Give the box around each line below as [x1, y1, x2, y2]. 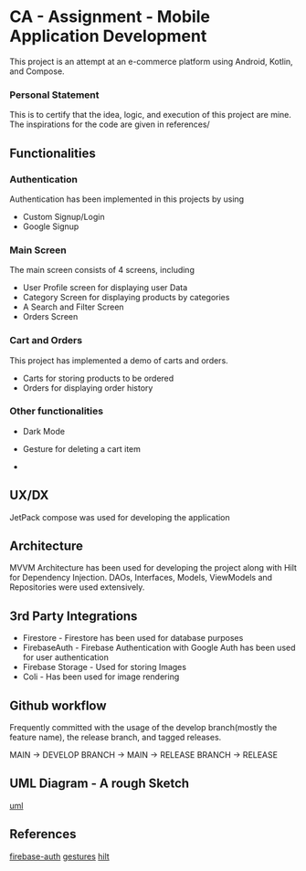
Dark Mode [22, 425, 66, 436]
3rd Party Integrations [9, 608, 138, 624]
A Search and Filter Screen [22, 301, 125, 312]
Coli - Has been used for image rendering [22, 671, 180, 682]
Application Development [9, 26, 207, 47]
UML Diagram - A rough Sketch [9, 776, 190, 792]
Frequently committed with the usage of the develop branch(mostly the [9, 722, 278, 733]
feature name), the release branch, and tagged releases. [9, 732, 222, 743]
